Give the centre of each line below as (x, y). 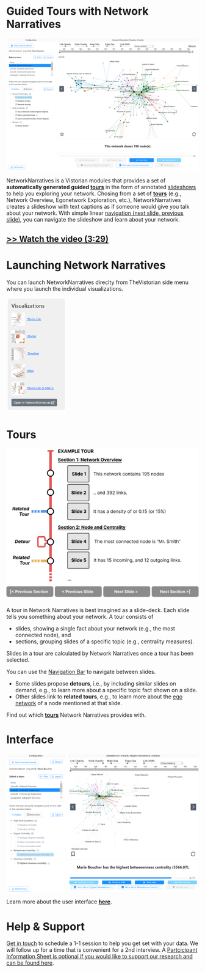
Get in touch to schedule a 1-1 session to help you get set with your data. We (102, 943)
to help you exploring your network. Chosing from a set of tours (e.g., (94, 193)
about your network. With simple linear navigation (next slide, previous (95, 213)
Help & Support (46, 926)
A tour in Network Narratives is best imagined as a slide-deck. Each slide (98, 610)
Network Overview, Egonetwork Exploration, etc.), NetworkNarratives (94, 200)
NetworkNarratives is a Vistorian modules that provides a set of (86, 181)
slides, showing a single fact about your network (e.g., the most (95, 628)
